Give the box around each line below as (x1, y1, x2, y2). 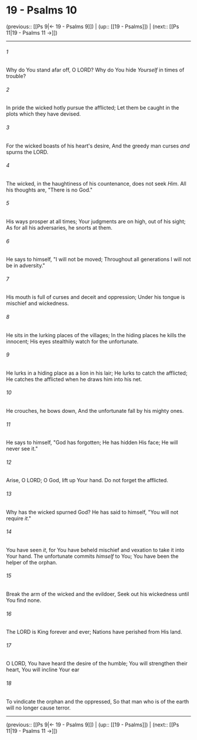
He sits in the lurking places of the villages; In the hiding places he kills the (6, 331, 186, 338)
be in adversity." (6, 262, 46, 269)
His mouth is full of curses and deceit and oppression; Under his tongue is (6, 294, 185, 301)
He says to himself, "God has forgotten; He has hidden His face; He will (6, 439, 178, 446)
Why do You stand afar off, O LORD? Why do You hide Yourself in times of (6, 66, 185, 73)
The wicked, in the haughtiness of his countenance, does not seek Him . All (6, 180, 186, 187)
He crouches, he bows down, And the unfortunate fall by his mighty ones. (6, 407, 184, 414)
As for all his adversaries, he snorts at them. (6, 224, 113, 231)
